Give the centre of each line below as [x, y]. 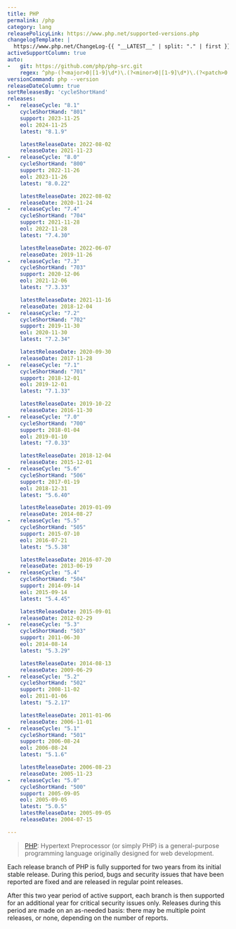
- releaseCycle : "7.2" [44, 313]
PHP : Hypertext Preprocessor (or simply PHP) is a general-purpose [122, 845]
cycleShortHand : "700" [53, 423]
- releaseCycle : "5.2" [44, 677]
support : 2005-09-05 [50, 793]
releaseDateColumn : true [44, 86]
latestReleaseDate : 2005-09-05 [66, 813]
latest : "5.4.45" [45, 598]
